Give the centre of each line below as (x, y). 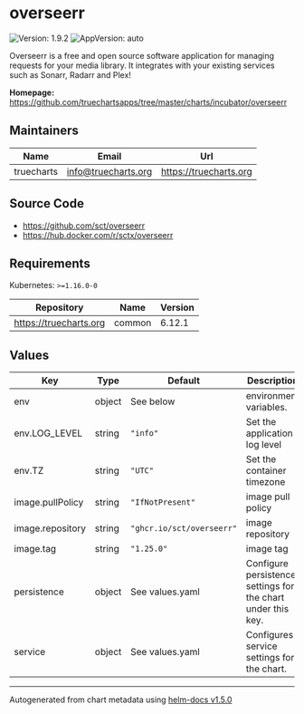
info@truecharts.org (109, 171)
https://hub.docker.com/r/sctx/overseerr (98, 235)
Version (177, 308)
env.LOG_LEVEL (48, 433)
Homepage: (32, 92)
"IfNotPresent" (163, 502)
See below (153, 401)
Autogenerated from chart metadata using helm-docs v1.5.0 (121, 700)
